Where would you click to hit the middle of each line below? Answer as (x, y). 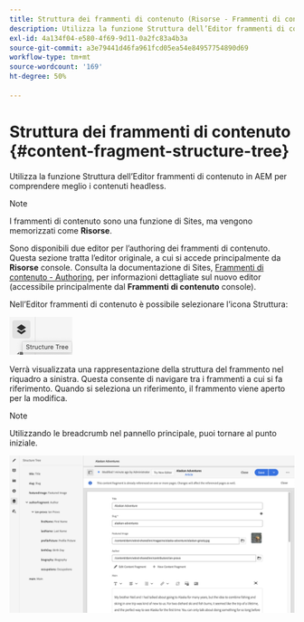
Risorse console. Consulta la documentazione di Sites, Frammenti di (137, 267)
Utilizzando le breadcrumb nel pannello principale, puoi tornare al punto (143, 433)
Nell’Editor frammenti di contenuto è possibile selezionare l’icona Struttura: (149, 304)
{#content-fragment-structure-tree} (149, 151)
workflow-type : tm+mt (50, 57)
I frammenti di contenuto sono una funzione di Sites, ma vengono (131, 221)
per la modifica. (38, 397)
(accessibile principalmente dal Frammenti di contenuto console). (133, 286)
